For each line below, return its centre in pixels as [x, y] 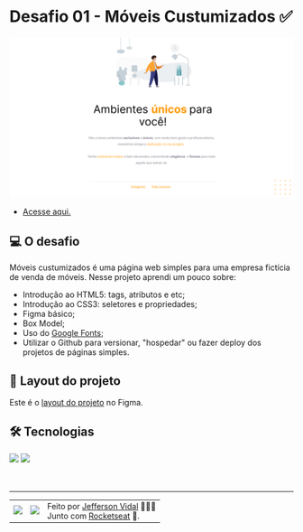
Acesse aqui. [46, 212]
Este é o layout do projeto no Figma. [76, 403]
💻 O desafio [45, 241]
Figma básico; [49, 314]
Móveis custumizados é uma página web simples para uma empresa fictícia [150, 267]
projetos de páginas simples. [76, 352]
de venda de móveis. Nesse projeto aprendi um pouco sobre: [123, 277]
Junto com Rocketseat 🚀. [93, 516]
